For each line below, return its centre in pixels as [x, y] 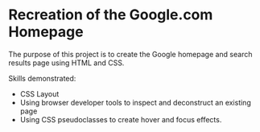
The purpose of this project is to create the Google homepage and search [130, 54]
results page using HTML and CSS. [66, 63]
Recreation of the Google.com [111, 15]
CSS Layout [39, 93]
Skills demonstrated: [42, 78]
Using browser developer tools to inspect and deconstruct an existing [135, 102]
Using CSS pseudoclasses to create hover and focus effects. [121, 119]
